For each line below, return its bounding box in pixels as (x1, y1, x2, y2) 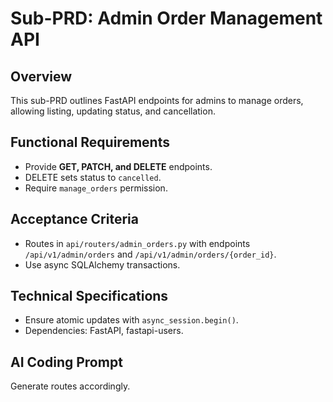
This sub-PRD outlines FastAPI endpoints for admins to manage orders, (10, 95, 304, 106)
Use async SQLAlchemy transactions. (24, 258, 181, 271)
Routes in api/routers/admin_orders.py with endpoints (24, 237, 251, 249)
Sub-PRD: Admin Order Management (10, 7, 323, 30)
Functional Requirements (10, 134, 170, 151)
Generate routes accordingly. (10, 380, 131, 392)
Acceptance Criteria (10, 211, 139, 228)
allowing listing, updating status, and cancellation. (10, 105, 216, 117)
